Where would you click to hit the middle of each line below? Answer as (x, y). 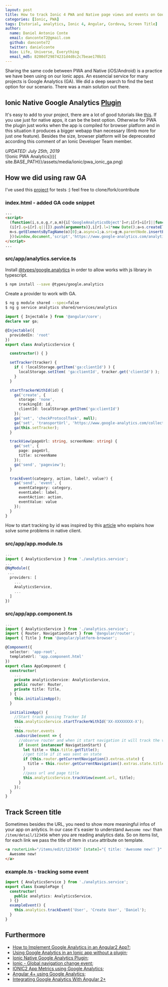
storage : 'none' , (36, 400)
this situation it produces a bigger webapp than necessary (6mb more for (80, 131)
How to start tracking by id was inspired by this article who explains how (80, 525)
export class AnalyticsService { (40, 345)
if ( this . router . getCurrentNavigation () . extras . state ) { (83, 759)
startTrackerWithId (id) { (37, 390)
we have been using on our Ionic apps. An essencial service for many (77, 76)
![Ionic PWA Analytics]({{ (31, 157)
